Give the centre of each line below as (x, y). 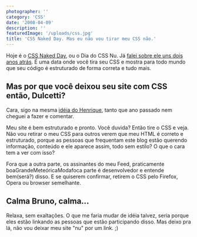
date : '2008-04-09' (30, 22)
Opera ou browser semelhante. (44, 182)
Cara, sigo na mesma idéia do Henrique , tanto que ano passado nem (89, 110)
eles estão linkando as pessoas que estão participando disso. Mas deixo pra (98, 222)
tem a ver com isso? (30, 152)
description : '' (26, 28)
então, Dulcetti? (36, 96)
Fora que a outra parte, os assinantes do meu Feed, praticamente (85, 164)
